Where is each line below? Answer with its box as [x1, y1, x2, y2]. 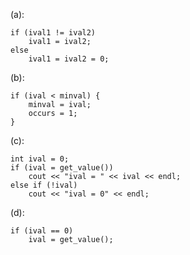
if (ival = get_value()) [10, 163, 114, 173]
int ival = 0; [10, 154, 70, 164]
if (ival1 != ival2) [10, 28, 97, 38]
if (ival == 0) [10, 226, 74, 236]
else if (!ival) [10, 180, 78, 190]
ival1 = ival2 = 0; [28, 54, 110, 64]
